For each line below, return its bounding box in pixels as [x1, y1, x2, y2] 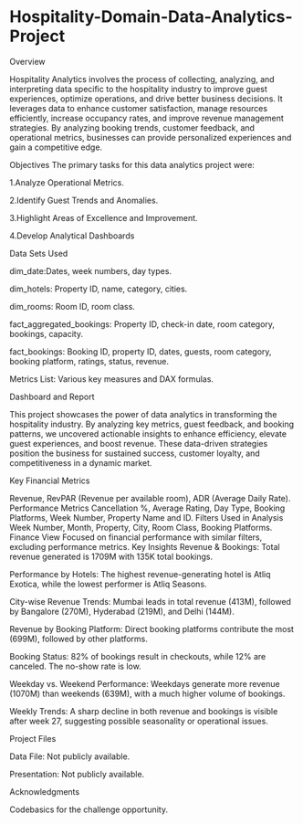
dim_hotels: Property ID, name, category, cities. [9, 283, 188, 294]
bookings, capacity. [9, 328, 84, 339]
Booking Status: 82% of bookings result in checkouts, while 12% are [9, 650, 266, 661]
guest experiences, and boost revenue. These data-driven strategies [9, 438, 268, 449]
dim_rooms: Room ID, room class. [9, 301, 135, 312]
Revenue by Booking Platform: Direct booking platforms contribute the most [9, 623, 295, 634]
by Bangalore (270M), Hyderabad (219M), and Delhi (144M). [9, 606, 235, 617]
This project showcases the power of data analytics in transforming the [9, 408, 277, 419]
